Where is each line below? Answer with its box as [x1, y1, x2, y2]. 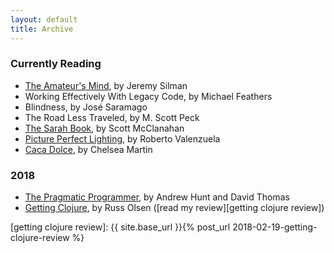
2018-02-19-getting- [232, 221, 318, 233]
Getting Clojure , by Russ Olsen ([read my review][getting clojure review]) [24, 202, 325, 214]
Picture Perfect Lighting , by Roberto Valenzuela [24, 132, 221, 145]
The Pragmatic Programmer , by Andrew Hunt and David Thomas [24, 191, 290, 203]
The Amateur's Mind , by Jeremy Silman [24, 79, 188, 91]
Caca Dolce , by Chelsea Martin [24, 143, 153, 155]
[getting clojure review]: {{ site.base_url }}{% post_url [10, 221, 231, 233]
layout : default [10, 14, 78, 25]
